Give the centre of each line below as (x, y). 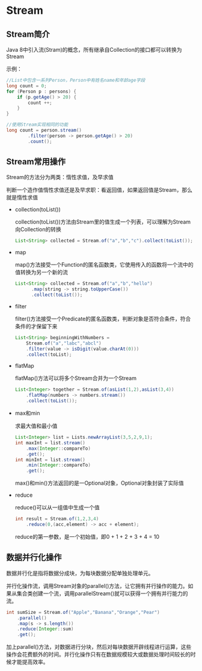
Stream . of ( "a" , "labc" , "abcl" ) (64, 343)
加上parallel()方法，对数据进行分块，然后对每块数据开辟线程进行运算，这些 (99, 647)
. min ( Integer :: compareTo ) (59, 465)
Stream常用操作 (36, 162)
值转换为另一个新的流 (41, 272)
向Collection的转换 (38, 230)
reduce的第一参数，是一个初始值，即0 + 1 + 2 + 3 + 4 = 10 (87, 536)
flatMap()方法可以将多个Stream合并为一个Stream (76, 378)
